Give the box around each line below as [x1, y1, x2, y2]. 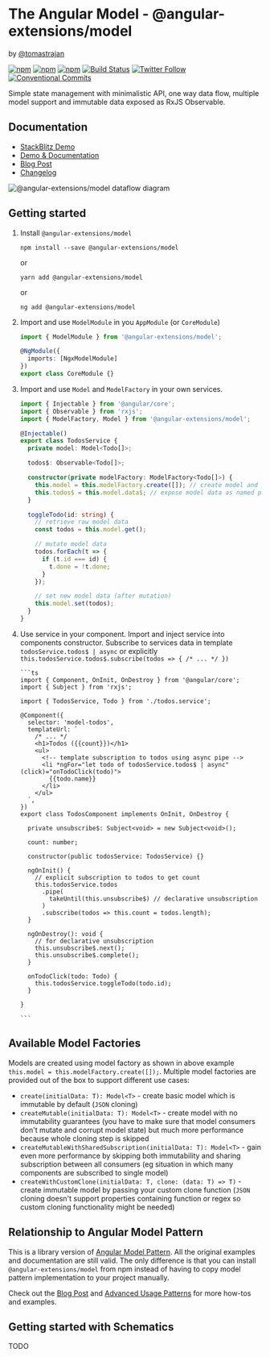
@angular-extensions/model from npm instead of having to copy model [8, 1263, 241, 1274]
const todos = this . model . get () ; [35, 526, 147, 534]
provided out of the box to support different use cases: [8, 1075, 190, 1084]
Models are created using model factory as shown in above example [8, 1058, 235, 1068]
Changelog [19, 167, 57, 177]
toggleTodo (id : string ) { [27, 510, 114, 518]
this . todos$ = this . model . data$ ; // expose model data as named [35, 489, 255, 497]
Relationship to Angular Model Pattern [8, 1226, 203, 1239]
